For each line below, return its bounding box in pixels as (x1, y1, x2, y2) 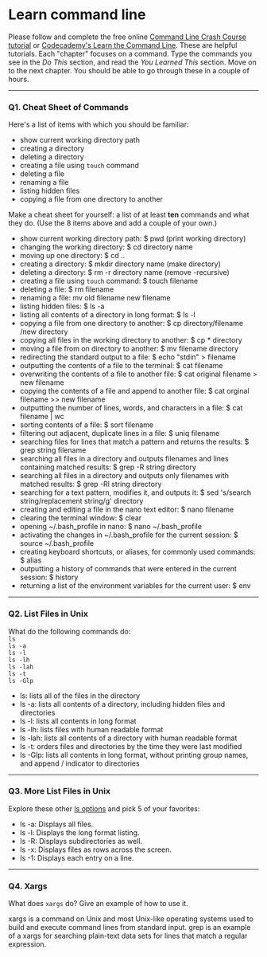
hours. (8, 74, 29, 84)
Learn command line (8, 6, 146, 24)
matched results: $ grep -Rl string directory (19, 480, 162, 489)
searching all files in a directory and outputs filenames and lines (19, 454, 229, 464)
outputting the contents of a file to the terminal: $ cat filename (19, 361, 223, 371)
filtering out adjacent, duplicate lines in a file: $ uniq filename (19, 429, 220, 438)
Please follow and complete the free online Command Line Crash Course (8, 32, 246, 41)
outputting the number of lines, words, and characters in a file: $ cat (19, 403, 243, 413)
